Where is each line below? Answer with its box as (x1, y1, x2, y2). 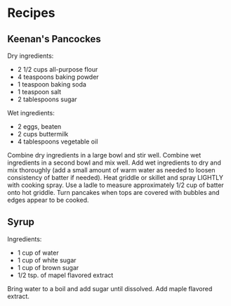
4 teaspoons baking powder (17, 72, 100, 81)
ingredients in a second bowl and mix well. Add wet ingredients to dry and (7, 158, 221, 167)
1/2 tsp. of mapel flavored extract (17, 271, 114, 279)
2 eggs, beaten (17, 122, 62, 131)
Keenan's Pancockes (7, 33, 102, 45)
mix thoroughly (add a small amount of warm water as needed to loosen (7, 166, 216, 174)
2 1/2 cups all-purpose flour (17, 65, 98, 73)
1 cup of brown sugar (17, 263, 79, 272)
